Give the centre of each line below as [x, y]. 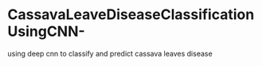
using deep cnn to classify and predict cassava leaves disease [110, 53]
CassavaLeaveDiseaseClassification [131, 15]
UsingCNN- [46, 31]
